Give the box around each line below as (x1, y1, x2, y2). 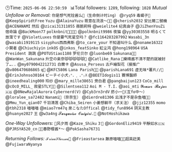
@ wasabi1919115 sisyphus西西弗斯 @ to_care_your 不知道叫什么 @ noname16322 (5, 39, 163, 45)
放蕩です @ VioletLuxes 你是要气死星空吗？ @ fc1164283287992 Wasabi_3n (5, 34, 149, 40)
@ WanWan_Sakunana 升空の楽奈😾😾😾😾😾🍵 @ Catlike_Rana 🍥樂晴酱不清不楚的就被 (5, 56, 162, 61)
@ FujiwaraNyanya (5, 141, 42, 147)
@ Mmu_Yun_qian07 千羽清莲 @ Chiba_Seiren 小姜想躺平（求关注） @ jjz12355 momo (5, 99, 166, 105)
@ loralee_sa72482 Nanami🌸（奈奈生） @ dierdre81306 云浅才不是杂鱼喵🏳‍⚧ (5, 94, 150, 100)
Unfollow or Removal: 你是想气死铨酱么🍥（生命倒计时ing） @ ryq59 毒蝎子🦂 (5, 12, 150, 18)
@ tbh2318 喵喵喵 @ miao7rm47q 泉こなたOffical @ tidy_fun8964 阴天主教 (5, 105, 150, 111)
